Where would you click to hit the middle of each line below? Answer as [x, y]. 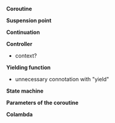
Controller [19, 44]
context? [26, 56]
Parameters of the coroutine [42, 103]
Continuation [23, 32]
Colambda [20, 114]
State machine [25, 91]
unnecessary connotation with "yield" [62, 79]
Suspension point [29, 20]
